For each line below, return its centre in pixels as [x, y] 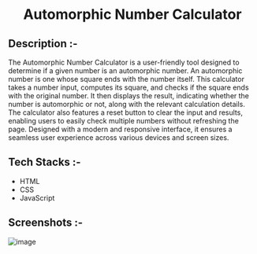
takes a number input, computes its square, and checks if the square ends [129, 87]
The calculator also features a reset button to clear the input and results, [125, 112]
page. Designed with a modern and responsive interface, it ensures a [120, 129]
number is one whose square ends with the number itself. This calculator [126, 79]
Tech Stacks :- [45, 162]
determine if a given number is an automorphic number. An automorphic [125, 71]
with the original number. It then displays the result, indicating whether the [129, 96]
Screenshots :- [46, 223]
